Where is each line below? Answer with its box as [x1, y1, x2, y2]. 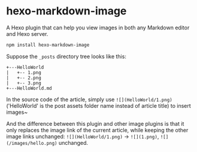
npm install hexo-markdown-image [6, 42, 90, 48]
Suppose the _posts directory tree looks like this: [6, 53, 127, 60]
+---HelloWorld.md [6, 85, 52, 91]
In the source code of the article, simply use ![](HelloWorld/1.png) [6, 96, 172, 103]
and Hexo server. [6, 30, 49, 37]
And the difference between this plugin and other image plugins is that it [6, 120, 184, 127]
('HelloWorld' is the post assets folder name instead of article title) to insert [6, 102, 192, 109]
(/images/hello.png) [6, 140, 58, 146]
